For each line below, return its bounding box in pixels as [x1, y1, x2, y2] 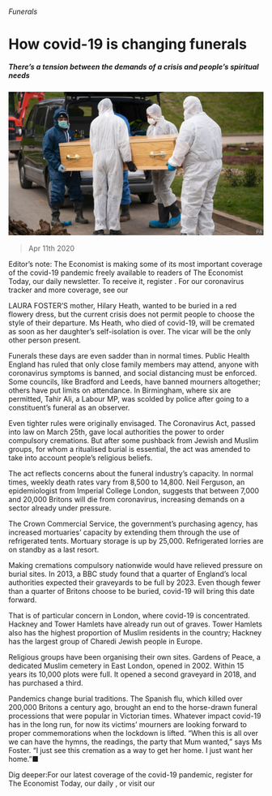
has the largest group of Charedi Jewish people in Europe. [8, 637, 203, 647]
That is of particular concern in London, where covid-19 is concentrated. [8, 611, 251, 621]
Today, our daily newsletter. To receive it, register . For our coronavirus [8, 277, 244, 286]
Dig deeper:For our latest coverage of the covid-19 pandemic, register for [8, 770, 253, 780]
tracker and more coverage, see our [8, 285, 129, 295]
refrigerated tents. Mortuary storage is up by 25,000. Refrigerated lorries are [8, 536, 264, 546]
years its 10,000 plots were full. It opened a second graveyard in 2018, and [8, 669, 257, 679]
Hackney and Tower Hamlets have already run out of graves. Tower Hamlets [8, 619, 263, 629]
